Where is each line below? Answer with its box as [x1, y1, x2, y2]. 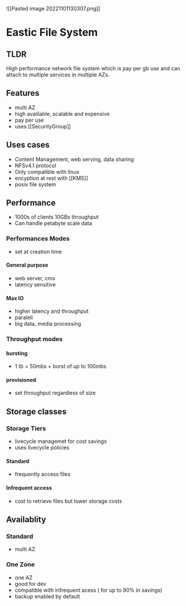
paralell [14, 314, 33, 321]
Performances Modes [6, 235, 70, 243]
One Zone [6, 560, 35, 569]
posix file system [14, 180, 56, 188]
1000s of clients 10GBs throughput [14, 213, 99, 221]
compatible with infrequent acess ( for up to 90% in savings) [14, 586, 162, 594]
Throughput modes [6, 335, 63, 343]
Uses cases [6, 140, 50, 150]
